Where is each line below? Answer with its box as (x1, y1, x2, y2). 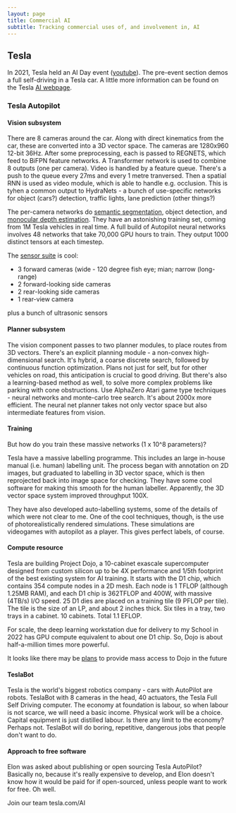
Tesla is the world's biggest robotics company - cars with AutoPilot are (7, 686, 213, 694)
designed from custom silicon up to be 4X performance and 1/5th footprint (7, 566, 223, 575)
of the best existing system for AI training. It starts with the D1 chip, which (7, 574, 221, 582)
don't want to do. (7, 731, 57, 740)
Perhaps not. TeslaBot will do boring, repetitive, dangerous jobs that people (7, 723, 226, 732)
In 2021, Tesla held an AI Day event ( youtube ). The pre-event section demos (7, 68, 228, 77)
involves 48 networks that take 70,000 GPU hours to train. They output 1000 (7, 230, 229, 239)
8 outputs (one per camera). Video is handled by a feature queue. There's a (7, 164, 227, 173)
